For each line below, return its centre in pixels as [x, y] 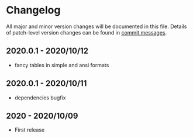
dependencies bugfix [40, 98]
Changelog [33, 10]
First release [30, 130]
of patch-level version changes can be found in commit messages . [87, 32]
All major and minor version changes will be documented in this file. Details [96, 26]
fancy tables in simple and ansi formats [62, 65]
